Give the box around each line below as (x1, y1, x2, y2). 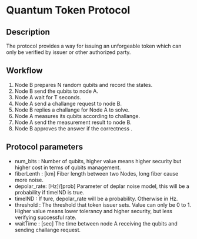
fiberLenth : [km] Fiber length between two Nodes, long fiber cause (14, 170, 179, 177)
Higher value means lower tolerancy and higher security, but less (14, 207, 172, 214)
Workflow (6, 66, 43, 76)
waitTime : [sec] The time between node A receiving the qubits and (14, 220, 178, 227)
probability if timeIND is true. (14, 188, 85, 196)
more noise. (14, 176, 44, 183)
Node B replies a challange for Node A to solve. (14, 106, 130, 113)
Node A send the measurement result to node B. (14, 119, 132, 126)
